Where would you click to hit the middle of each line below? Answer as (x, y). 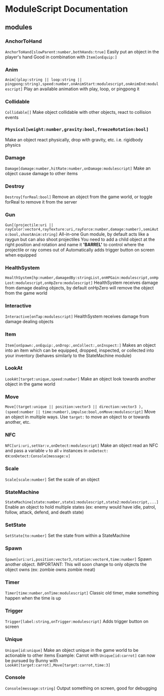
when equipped (21, 255)
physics (13, 145)
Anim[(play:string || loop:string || (44, 80)
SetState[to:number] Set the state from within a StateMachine (68, 536)
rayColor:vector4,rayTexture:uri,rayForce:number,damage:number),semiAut (82, 229)
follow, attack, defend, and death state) (45, 512)
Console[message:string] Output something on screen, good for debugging (81, 688)
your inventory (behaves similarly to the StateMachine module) (68, 355)
